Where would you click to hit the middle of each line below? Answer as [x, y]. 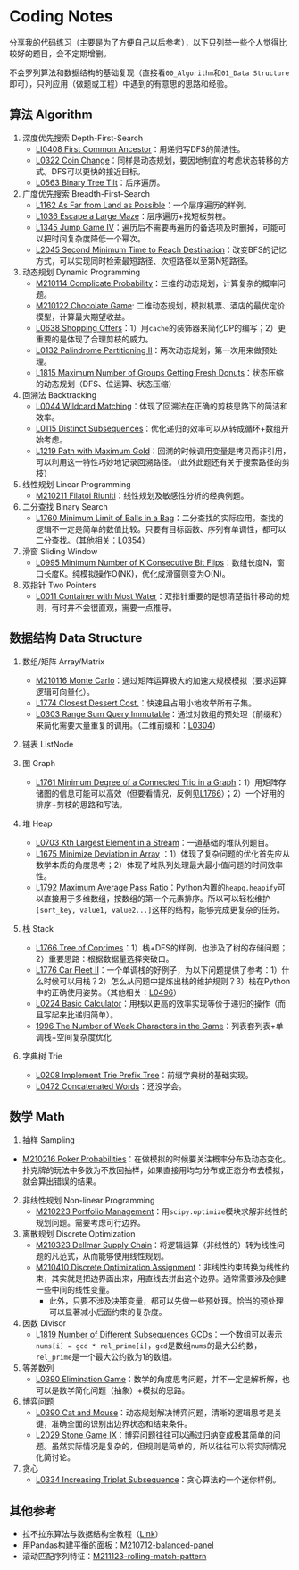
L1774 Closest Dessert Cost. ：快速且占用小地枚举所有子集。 [146, 703]
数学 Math [37, 1116]
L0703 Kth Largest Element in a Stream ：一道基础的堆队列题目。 [154, 842]
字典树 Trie [42, 1056]
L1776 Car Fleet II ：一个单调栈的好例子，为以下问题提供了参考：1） [159, 970]
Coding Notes [61, 17]
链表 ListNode [48, 744]
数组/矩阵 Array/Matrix [63, 661]
